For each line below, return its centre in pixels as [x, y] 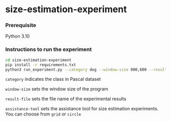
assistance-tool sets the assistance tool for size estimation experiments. [82, 109]
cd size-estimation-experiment [38, 60]
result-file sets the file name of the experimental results [66, 99]
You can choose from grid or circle [43, 114]
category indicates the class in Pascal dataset [53, 79]
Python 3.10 [18, 36]
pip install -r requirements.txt [41, 65]
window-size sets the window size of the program [57, 89]
